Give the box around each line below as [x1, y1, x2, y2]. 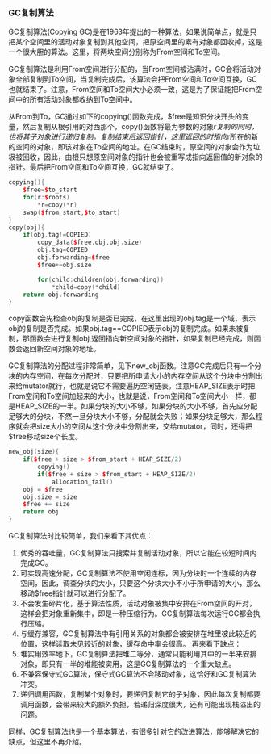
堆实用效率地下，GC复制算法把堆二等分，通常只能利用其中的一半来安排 [19, 649, 257, 659]
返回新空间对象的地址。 [22, 344, 101, 354]
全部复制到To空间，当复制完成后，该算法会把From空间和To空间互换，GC [15, 74, 257, 84]
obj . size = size [23, 492, 78, 501]
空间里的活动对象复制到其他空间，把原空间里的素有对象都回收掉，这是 [29, 37, 263, 47]
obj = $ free [23, 485, 63, 493]
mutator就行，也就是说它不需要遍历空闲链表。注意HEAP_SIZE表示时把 [22, 381, 256, 391]
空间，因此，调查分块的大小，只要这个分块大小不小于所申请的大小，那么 [19, 579, 261, 589]
